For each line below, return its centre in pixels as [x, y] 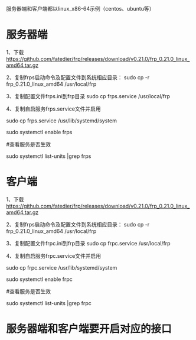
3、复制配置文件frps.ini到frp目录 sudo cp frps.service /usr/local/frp [88, 96]
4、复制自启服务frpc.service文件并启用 [54, 255]
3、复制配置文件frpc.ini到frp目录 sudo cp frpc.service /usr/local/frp [88, 243]
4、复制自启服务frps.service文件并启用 [54, 109]
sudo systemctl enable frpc [39, 279]
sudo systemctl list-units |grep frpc [49, 303]
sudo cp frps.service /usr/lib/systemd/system [61, 121]
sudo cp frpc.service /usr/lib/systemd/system [62, 267]
